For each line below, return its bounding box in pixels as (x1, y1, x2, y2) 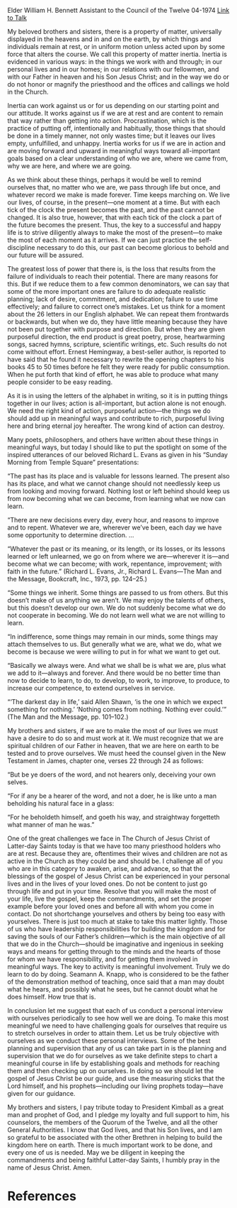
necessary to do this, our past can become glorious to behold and (36, 243, 229, 251)
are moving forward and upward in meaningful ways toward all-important (7, 147, 221, 155)
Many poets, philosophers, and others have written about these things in (7, 436, 219, 444)
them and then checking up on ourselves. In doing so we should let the (7, 1067, 214, 1075)
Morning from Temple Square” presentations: (7, 458, 139, 466)
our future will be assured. (7, 251, 84, 259)
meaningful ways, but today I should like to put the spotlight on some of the (7, 443, 227, 451)
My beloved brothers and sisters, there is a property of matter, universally (7, 28, 222, 35)
